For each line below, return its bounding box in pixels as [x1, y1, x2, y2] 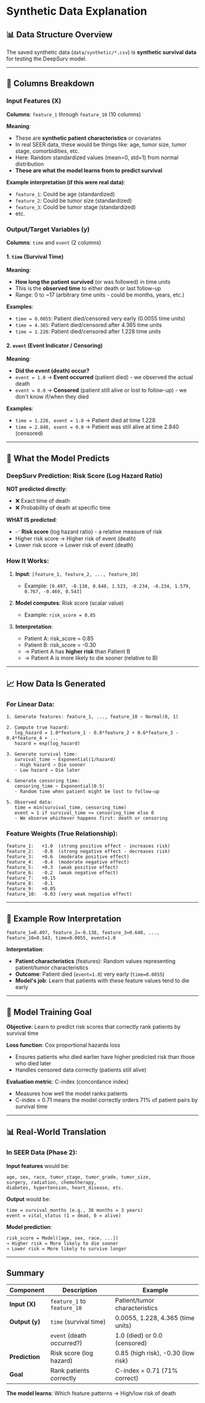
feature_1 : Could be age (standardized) [15, 190, 115, 198]
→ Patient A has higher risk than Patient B [24, 648, 131, 655]
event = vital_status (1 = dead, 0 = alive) [6, 1213, 121, 1219]
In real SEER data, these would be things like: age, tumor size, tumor [15, 140, 187, 148]
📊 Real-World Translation [6, 1127, 107, 1138]
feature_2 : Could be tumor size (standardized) [15, 197, 132, 204]
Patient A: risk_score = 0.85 [24, 635, 94, 642]
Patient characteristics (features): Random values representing [15, 958, 176, 965]
